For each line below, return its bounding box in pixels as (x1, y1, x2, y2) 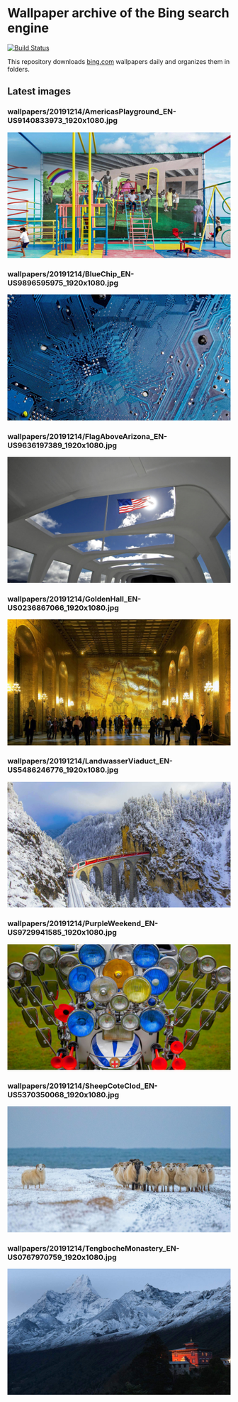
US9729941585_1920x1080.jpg (7, 928, 117, 938)
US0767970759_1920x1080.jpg (7, 1252, 117, 1262)
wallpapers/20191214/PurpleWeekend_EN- (7, 918, 159, 928)
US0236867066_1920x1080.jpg (7, 602, 119, 612)
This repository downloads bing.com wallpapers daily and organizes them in (7, 57, 230, 65)
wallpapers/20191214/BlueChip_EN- (7, 269, 135, 279)
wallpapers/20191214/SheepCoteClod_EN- (7, 1081, 158, 1091)
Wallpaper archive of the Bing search (7, 5, 229, 21)
